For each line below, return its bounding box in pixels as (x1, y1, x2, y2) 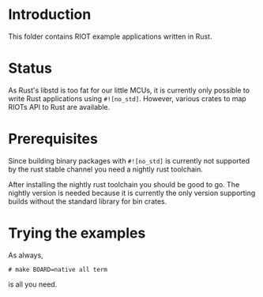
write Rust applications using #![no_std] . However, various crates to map (8, 93, 246, 103)
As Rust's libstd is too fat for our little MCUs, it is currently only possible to (8, 85, 250, 95)
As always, (8, 250, 43, 260)
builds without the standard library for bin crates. (8, 196, 167, 206)
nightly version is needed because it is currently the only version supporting (8, 188, 256, 197)
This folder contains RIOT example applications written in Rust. (8, 32, 212, 41)
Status (8, 59, 53, 77)
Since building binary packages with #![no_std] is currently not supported (8, 156, 250, 165)
